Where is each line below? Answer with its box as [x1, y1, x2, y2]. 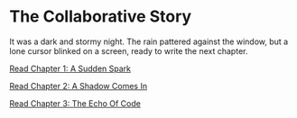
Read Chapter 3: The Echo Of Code [9, 97, 142, 109]
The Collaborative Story [9, 6, 192, 27]
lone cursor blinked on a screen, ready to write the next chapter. [9, 45, 248, 56]
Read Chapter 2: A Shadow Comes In [9, 80, 147, 91]
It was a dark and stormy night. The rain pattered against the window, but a [9, 36, 289, 47]
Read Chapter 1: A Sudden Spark [9, 63, 131, 74]
